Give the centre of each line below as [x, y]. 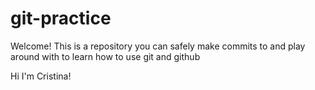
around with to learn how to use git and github [105, 56]
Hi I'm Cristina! [41, 76]
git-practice [61, 18]
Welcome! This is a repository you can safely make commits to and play [158, 46]
